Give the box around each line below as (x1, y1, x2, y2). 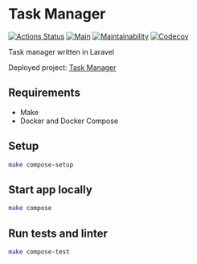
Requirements (8, 86, 80, 100)
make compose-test (8, 247, 70, 256)
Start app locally (8, 183, 92, 196)
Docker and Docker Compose (19, 116, 119, 126)
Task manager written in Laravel (8, 47, 115, 56)
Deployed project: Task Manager (8, 62, 117, 72)
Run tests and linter (8, 226, 109, 240)
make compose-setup (8, 160, 74, 169)
